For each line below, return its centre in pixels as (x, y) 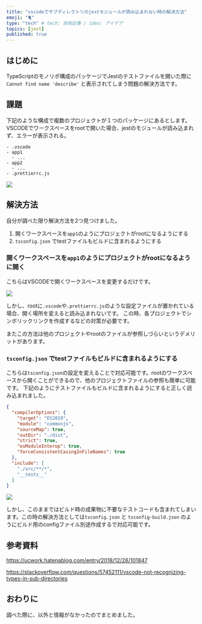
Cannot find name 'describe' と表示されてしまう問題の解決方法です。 (93, 84)
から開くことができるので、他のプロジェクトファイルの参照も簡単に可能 (106, 380)
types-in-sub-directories (37, 579)
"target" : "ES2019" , (43, 418)
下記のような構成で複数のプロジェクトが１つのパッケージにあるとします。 (99, 120)
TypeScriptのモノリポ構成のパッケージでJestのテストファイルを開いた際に (99, 76)
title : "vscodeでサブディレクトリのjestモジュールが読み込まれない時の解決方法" (97, 12)
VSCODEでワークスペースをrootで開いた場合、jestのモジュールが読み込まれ (100, 128)
